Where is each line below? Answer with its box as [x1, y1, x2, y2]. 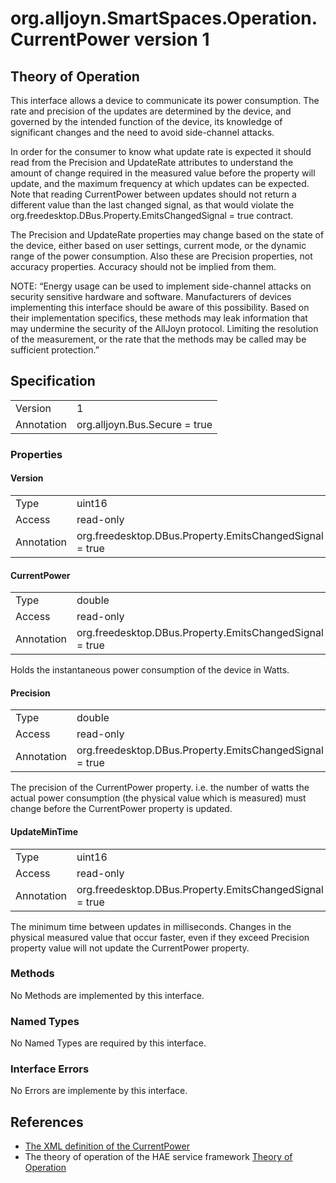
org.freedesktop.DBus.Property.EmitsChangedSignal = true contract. [10, 210, 294, 221]
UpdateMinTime [10, 825, 79, 837]
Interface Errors [10, 1062, 90, 1076]
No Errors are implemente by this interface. [10, 1085, 188, 1097]
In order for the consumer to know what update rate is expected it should [10, 146, 312, 157]
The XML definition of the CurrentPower [24, 1140, 190, 1152]
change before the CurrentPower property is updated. [10, 803, 233, 815]
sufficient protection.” [10, 344, 100, 356]
